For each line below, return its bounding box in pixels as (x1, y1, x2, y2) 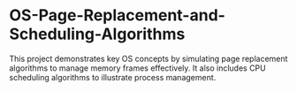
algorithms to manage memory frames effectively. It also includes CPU (9, 63, 267, 73)
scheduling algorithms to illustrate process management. (9, 72, 217, 82)
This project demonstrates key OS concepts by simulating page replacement (9, 53, 288, 64)
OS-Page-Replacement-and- (9, 5, 225, 26)
